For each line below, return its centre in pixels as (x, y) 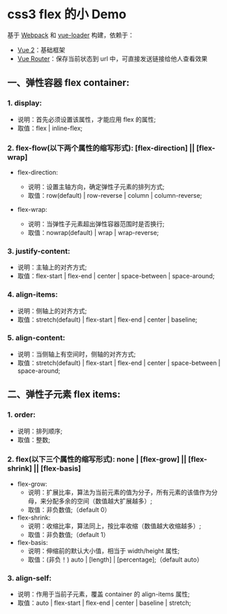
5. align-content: (36, 338)
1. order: (22, 415)
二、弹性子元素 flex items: (64, 395)
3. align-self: (29, 578)
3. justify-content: (39, 251)
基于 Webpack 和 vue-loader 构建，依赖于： (71, 35)
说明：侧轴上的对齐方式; (52, 310)
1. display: (25, 103)
